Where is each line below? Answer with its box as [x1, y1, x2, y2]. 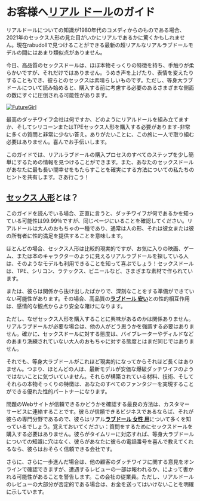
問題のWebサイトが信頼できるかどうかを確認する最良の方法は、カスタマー [6, 400, 190, 408]
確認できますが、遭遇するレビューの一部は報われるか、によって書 [26, 465, 189, 473]
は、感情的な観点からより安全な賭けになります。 [6, 302, 127, 309]
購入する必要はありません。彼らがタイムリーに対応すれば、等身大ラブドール [6, 430, 195, 438]
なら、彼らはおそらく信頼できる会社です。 [11, 445, 116, 453]
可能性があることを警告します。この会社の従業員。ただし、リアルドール [16, 473, 194, 480]
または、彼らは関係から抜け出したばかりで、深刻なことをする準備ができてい [6, 287, 195, 294]
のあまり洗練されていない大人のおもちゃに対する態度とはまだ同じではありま [6, 338, 195, 345]
